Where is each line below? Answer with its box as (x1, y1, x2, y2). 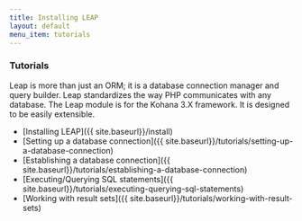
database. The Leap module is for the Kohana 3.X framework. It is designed (9, 99, 290, 110)
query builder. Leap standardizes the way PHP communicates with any (9, 89, 272, 100)
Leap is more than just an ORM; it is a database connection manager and (9, 80, 279, 91)
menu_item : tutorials (9, 30, 91, 39)
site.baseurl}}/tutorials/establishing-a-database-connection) (22, 164, 248, 175)
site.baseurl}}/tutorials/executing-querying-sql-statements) (22, 183, 244, 194)
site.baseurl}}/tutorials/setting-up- (165, 136, 294, 146)
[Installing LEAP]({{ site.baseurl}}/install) (22, 126, 173, 137)
